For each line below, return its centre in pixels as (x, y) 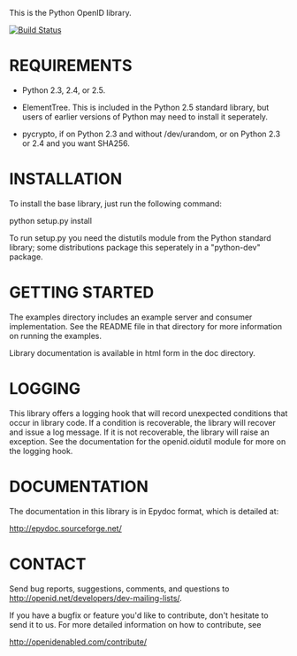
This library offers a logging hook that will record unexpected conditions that (148, 413)
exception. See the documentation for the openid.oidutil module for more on (148, 441)
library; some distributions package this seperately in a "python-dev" (135, 247)
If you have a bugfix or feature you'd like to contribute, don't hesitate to (139, 615)
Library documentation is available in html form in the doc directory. (133, 352)
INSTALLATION (65, 179)
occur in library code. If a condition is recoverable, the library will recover (142, 422)
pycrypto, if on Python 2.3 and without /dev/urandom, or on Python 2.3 (151, 134)
